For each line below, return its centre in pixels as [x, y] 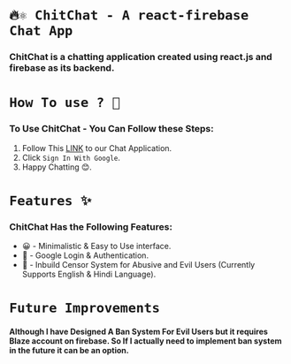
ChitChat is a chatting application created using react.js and [141, 57]
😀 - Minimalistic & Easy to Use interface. [96, 246]
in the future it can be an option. [69, 350]
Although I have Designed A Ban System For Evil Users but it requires [138, 331]
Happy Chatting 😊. [57, 167]
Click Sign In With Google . [71, 157]
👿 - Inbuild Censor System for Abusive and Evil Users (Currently [138, 265]
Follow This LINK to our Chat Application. [97, 148]
